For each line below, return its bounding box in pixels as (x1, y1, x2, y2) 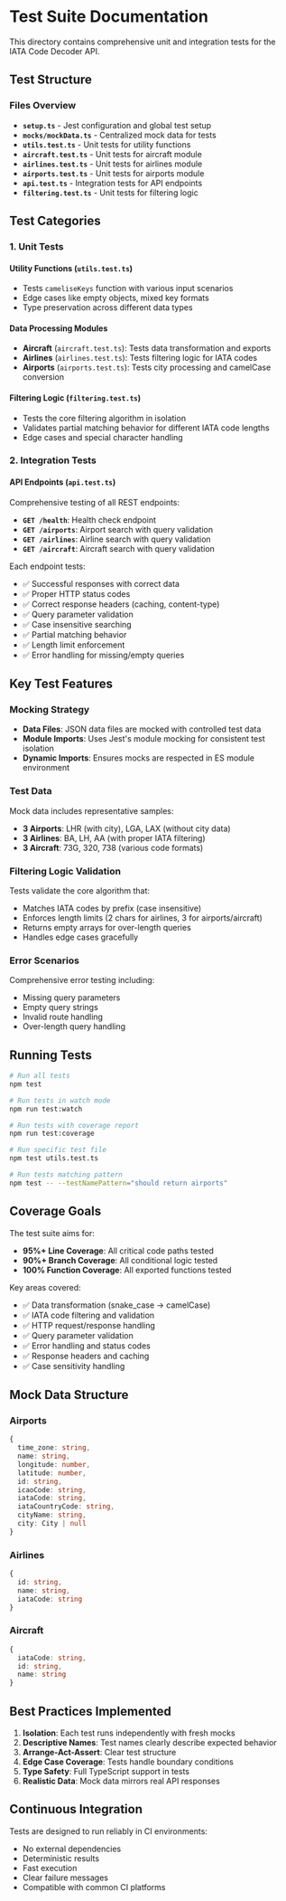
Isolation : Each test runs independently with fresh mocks (22, 1727, 236, 1738)
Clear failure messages (22, 1872, 109, 1883)
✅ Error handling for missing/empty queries (22, 649, 185, 660)
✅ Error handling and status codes (22, 1340, 151, 1351)
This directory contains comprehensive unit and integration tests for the (9, 36, 276, 47)
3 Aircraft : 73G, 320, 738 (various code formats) (22, 842, 204, 853)
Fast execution (22, 1862, 78, 1873)
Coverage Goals (9, 1204, 102, 1219)
